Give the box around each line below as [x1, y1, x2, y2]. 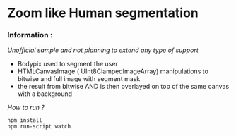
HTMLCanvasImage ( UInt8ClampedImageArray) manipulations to [17, 67, 208, 75]
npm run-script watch [7, 123, 71, 130]
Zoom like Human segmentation [7, 5, 199, 21]
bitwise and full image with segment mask [17, 75, 141, 83]
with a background [17, 89, 73, 98]
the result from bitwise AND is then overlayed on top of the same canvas [17, 82, 230, 91]
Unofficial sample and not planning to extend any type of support [7, 46, 199, 54]
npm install [7, 117, 42, 124]
